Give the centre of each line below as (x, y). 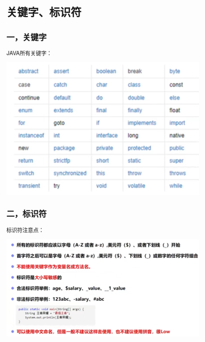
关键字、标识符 (44, 13)
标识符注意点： (25, 230)
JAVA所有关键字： (29, 53)
